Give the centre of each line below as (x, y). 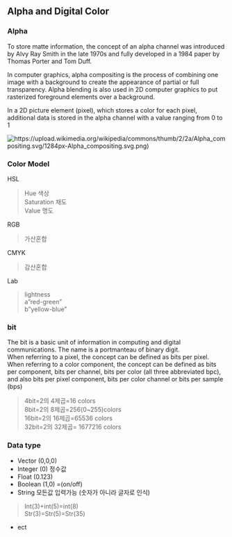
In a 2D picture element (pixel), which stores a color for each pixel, (102, 110)
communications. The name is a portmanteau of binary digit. (93, 349)
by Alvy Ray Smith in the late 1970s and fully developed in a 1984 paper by (114, 53)
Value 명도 (39, 210)
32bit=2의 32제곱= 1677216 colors (73, 427)
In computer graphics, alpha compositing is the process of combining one (113, 74)
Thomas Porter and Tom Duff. (50, 61)
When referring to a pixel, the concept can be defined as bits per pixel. (108, 357)
